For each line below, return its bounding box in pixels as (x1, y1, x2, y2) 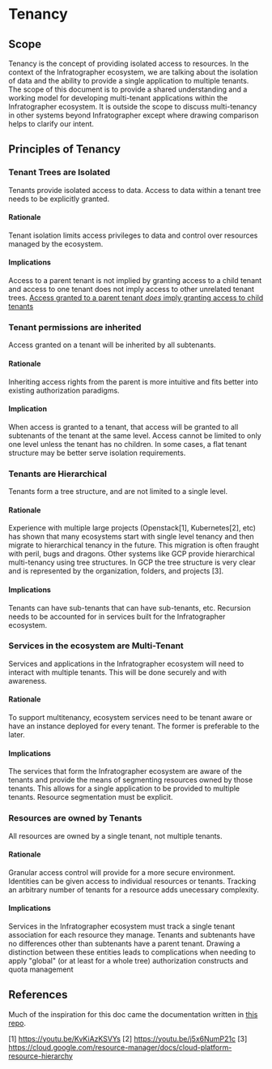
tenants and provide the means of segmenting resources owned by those (8, 775, 253, 785)
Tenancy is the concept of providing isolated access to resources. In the (8, 58, 249, 68)
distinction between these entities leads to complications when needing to (8, 947, 257, 957)
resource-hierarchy (8, 1051, 73, 1061)
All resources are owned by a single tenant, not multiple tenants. (8, 831, 223, 840)
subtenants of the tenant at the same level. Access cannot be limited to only (8, 431, 261, 440)
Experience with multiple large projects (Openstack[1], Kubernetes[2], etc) (8, 523, 257, 533)
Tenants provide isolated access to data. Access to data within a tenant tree (8, 185, 261, 195)
